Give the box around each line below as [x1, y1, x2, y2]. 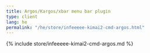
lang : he [6, 19, 27, 25]
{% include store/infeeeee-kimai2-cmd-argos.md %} [6, 40, 134, 47]
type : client [6, 14, 38, 20]
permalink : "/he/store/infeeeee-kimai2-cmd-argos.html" [6, 24, 145, 31]
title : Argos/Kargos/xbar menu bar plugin [6, 8, 111, 14]
